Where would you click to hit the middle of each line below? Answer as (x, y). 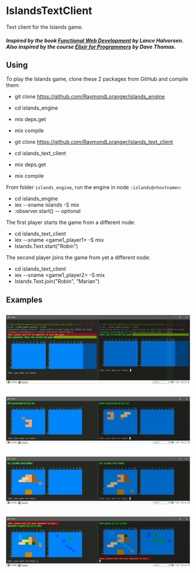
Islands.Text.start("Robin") (46, 246)
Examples (24, 300)
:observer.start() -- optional (47, 211)
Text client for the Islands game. (45, 27)
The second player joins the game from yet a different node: (78, 258)
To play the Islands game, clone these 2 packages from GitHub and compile (97, 79)
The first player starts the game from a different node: (71, 222)
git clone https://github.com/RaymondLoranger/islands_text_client (94, 142)
